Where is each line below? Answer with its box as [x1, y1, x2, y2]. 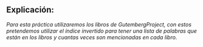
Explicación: [6, 5, 55, 15]
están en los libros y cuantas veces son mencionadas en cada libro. [6, 33, 177, 41]
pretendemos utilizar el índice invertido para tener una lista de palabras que [6, 27, 198, 34]
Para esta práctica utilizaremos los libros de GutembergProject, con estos [6, 20, 192, 28]
